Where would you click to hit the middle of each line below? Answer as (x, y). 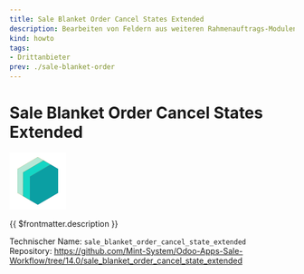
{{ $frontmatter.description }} (64, 223)
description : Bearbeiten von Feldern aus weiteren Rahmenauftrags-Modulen (153, 29)
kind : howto (32, 38)
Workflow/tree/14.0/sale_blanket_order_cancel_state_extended (126, 260)
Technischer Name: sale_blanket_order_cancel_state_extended (128, 241)
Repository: (31, 250)
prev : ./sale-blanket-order (62, 67)
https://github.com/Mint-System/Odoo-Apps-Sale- (148, 250)
